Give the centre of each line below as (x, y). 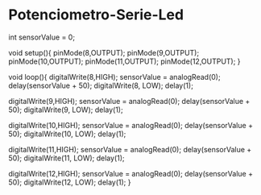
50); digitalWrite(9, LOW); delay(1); (66, 110)
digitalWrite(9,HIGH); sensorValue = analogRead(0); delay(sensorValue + (129, 101)
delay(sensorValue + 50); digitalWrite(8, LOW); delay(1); (101, 85)
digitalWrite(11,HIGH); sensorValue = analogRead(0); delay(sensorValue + (130, 149)
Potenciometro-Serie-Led (96, 15)
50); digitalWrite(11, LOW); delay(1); (66, 158)
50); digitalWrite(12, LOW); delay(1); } (70, 182)
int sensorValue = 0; (41, 37)
